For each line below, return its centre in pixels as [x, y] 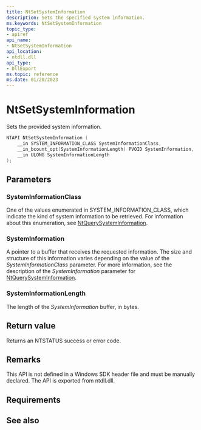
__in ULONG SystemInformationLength [64, 155]
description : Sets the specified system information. [76, 18]
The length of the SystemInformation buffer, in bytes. [73, 307]
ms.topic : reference [32, 74]
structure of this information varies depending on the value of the [88, 258]
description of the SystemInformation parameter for [71, 271]
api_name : [19, 40]
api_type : [19, 63]
